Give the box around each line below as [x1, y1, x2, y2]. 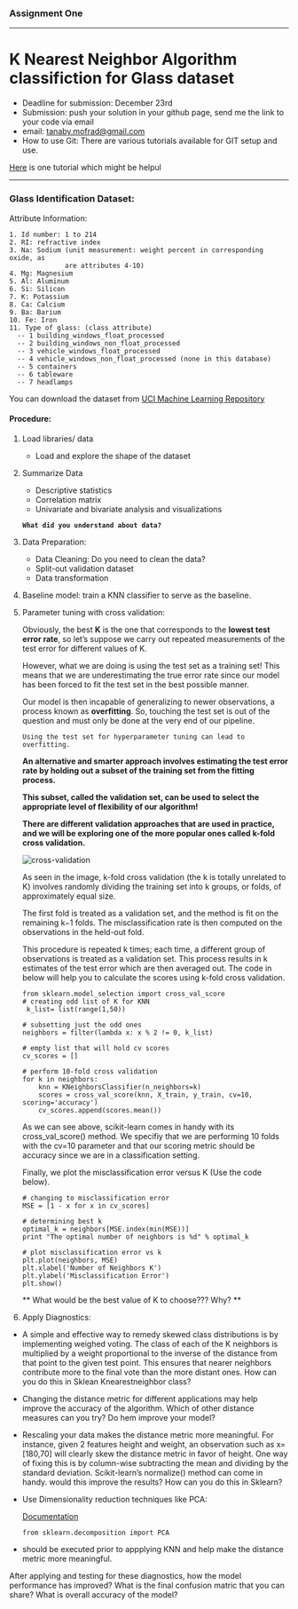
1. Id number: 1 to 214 [9, 230, 98, 239]
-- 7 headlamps [17, 377, 74, 386]
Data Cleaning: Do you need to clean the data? [35, 553, 206, 564]
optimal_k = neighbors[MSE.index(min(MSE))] [21, 1225, 190, 1233]
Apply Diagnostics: [21, 1312, 91, 1322]
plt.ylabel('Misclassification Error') [21, 1271, 170, 1280]
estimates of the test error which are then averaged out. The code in [21, 963, 272, 973]
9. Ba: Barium [9, 307, 62, 317]
